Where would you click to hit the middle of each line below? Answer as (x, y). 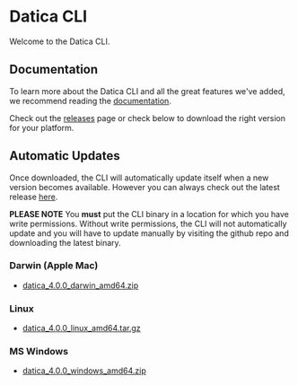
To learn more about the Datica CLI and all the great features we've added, (147, 91)
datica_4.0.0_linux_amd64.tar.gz (81, 328)
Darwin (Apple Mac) (54, 266)
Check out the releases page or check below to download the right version (147, 118)
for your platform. (42, 127)
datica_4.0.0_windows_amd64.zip (84, 371)
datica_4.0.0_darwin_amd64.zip (80, 285)
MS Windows (39, 352)
